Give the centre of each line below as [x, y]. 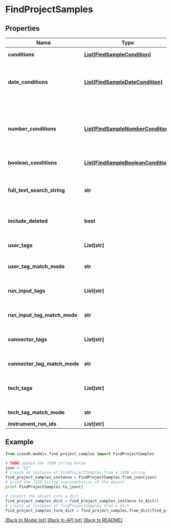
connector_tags [28, 339]
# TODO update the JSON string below [46, 463]
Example [19, 442]
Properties [23, 28]
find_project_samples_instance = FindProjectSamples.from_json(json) [81, 477]
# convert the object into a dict [42, 496]
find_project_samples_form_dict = [42, 511]
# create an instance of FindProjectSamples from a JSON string [75, 473]
